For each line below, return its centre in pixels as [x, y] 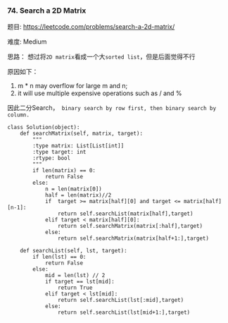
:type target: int [59, 152]
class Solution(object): [44, 128]
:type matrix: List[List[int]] [78, 146]
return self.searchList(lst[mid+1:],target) [124, 312]
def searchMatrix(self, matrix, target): [81, 134]
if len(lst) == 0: [59, 257]
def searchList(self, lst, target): [74, 251]
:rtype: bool [52, 158]
